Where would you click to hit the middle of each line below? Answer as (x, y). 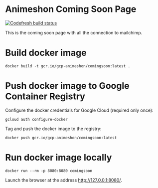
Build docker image (46, 53)
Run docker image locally (59, 158)
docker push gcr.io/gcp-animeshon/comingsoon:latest (61, 138)
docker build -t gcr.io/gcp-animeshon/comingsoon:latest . (68, 66)
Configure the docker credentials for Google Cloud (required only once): (79, 110)
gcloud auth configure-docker (37, 119)
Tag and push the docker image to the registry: (53, 129)
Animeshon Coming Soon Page (71, 9)
